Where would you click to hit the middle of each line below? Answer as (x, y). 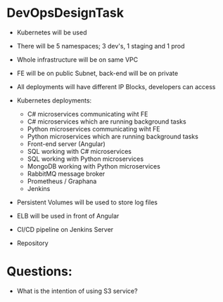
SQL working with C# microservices (79, 151)
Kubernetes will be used (52, 32)
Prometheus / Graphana (62, 181)
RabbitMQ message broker (66, 173)
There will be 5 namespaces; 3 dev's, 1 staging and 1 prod (101, 46)
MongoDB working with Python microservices (94, 166)
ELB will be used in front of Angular (68, 216)
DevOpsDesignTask (65, 13)
